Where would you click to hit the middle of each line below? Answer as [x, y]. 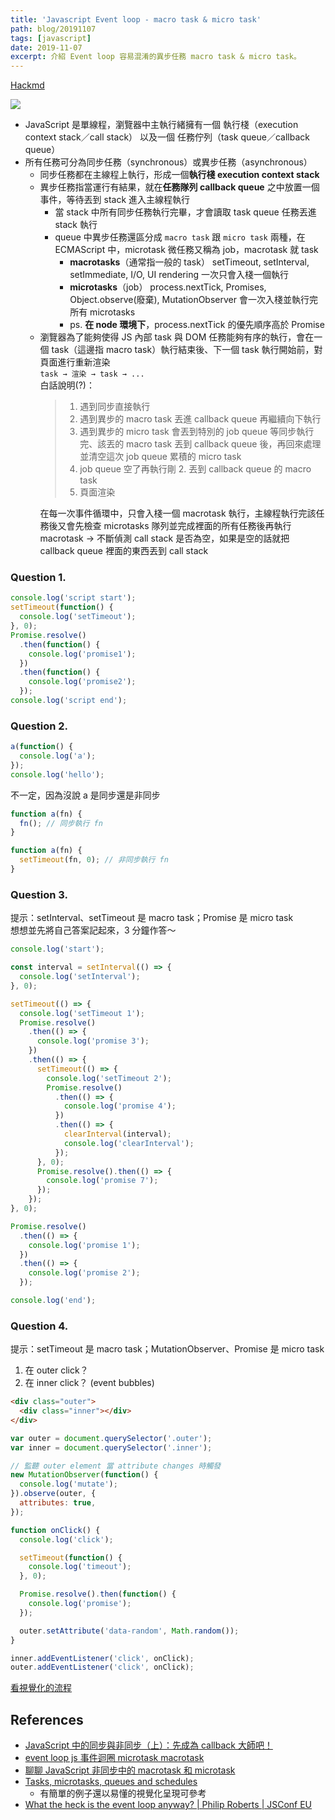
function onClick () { [55, 1530]
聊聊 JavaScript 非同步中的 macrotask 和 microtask [130, 1770]
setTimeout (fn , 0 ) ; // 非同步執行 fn [94, 860]
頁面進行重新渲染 [75, 362]
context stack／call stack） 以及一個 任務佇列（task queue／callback [167, 137]
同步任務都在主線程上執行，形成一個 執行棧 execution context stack [179, 175]
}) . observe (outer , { [53, 1494]
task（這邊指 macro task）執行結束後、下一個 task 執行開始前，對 [187, 350]
